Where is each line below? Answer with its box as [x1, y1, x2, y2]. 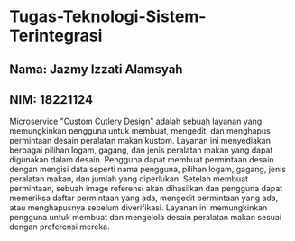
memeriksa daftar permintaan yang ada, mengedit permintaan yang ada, [9, 192, 279, 204]
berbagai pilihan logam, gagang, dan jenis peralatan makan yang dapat [9, 144, 273, 155]
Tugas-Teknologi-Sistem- [9, 6, 207, 27]
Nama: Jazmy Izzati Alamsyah [9, 61, 183, 77]
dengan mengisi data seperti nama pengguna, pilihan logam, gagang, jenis [9, 164, 287, 175]
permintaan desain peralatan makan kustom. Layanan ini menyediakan [9, 135, 271, 146]
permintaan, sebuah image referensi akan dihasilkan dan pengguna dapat [9, 183, 283, 194]
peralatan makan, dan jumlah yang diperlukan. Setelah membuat [9, 173, 249, 184]
